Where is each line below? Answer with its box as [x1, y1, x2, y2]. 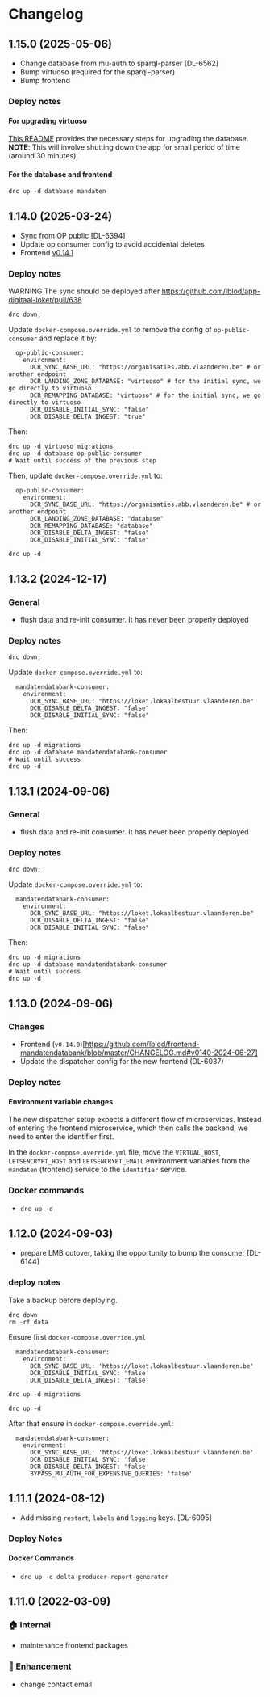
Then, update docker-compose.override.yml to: [8, 471, 163, 481]
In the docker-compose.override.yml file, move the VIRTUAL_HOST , [8, 1147, 222, 1157]
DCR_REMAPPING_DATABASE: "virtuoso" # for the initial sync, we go [29, 391, 262, 400]
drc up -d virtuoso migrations [8, 442, 114, 451]
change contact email [19, 1679, 93, 1689]
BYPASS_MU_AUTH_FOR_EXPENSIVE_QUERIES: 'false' [29, 1469, 193, 1478]
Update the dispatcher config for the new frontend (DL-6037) [19, 1057, 224, 1066]
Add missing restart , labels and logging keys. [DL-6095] [19, 1513, 212, 1522]
